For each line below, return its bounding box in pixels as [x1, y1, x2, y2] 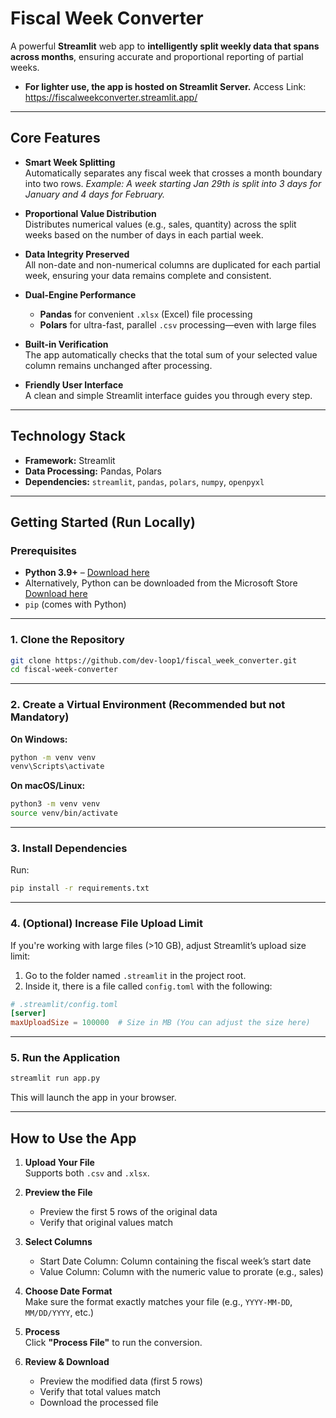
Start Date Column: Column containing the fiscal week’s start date [39, 1255, 312, 1267]
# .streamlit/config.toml [10, 999, 118, 1009]
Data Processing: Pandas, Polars [24, 465, 162, 477]
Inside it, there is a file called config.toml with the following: [24, 980, 273, 992]
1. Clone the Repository [10, 633, 125, 647]
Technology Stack [10, 428, 126, 445]
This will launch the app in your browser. [10, 1092, 177, 1104]
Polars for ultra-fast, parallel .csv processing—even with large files [39, 318, 317, 331]
